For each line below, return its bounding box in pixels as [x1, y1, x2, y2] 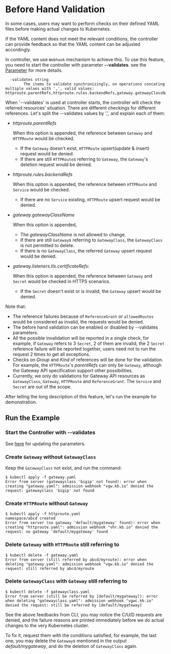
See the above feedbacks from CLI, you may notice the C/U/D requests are [5, 611, 162, 617]
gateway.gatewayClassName [12, 211, 75, 217]
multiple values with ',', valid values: [5, 86, 95, 91]
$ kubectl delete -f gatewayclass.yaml [5, 589, 90, 594]
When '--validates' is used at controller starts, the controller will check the [5, 99, 161, 105]
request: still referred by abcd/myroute [5, 566, 95, 571]
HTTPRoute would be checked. [12, 135, 75, 141]
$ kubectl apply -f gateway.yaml [5, 475, 76, 480]
